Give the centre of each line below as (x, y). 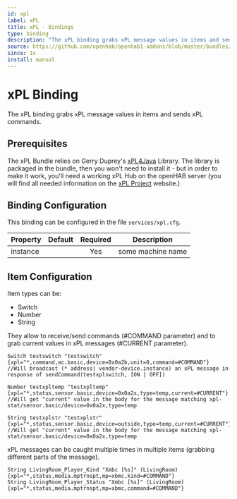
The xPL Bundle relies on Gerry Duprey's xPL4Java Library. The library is (114, 161)
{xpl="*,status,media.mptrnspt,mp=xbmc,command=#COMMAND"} (96, 488)
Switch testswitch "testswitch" (55, 357)
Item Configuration (50, 277)
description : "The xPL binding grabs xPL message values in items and (113, 40)
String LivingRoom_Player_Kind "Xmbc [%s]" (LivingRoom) (93, 470)
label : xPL (23, 20)
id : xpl (19, 14)
